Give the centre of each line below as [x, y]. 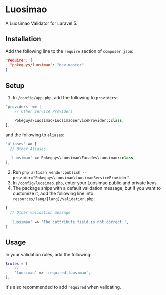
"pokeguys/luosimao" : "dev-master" [47, 65]
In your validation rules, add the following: [48, 254]
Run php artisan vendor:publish [46, 172]
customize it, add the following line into [53, 194]
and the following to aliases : [35, 135]
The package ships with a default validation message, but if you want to [87, 188]
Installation [23, 39]
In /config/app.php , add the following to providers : [65, 98]
